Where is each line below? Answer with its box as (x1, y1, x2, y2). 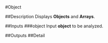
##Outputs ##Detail (5, 33, 45, 38)
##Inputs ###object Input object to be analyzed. (5, 23, 104, 29)
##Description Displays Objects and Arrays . (5, 14, 95, 19)
